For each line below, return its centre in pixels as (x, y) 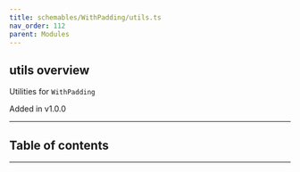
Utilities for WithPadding (52, 92)
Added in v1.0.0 (38, 109)
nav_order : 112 (37, 26)
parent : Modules (39, 34)
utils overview (50, 70)
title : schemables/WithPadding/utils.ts (86, 17)
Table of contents (59, 145)
